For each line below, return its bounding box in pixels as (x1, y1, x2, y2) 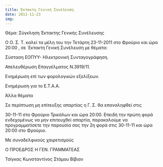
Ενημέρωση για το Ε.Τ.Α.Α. (5, 83, 60, 89)
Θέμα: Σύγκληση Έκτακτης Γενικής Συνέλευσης (5, 30, 105, 36)
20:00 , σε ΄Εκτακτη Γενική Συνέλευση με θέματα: (5, 45, 108, 51)
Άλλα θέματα (5, 92, 34, 99)
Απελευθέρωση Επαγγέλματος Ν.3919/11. (5, 64, 90, 70)
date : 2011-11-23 (5, 12, 41, 17)
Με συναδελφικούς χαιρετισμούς (5, 137, 74, 143)
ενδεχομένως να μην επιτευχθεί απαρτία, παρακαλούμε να (5, 117, 128, 123)
